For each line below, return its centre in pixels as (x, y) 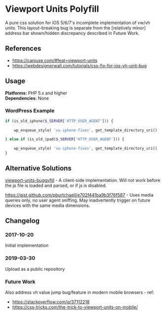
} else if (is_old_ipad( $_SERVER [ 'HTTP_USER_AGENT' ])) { (65, 139)
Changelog (22, 221)
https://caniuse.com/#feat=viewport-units (55, 60)
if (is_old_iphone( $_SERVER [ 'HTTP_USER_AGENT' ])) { (59, 121)
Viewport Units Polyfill (52, 9)
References (23, 48)
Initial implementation (27, 245)
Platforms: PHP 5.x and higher (36, 93)
